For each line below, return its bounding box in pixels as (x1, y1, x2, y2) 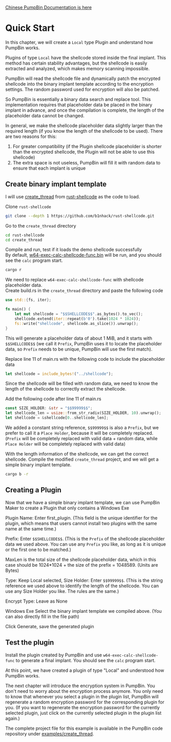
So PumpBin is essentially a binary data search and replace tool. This (5, 96, 151, 102)
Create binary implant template (5, 180, 107, 189)
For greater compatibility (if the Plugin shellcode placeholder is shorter (12, 143, 162, 149)
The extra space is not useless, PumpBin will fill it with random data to (12, 159, 161, 166)
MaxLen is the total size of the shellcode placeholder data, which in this (5, 556, 156, 563)
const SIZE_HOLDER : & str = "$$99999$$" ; (5, 406, 93, 411)
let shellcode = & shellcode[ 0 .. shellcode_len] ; (5, 415, 109, 421)
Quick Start (5, 23, 55, 34)
